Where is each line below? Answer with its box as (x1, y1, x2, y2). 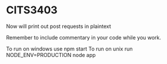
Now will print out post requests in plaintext (6, 23, 112, 30)
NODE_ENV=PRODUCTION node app (6, 51, 96, 58)
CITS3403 (6, 3, 58, 17)
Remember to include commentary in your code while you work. (6, 34, 162, 41)
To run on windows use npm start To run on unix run (6, 45, 133, 52)
